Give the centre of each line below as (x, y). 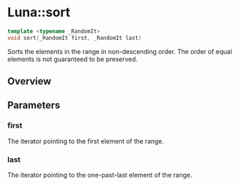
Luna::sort (39, 12)
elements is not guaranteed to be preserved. (73, 59)
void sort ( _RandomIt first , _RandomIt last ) (74, 38)
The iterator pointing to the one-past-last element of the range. (100, 175)
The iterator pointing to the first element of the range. (86, 141)
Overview (30, 81)
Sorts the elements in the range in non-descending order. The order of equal (120, 51)
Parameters (34, 105)
